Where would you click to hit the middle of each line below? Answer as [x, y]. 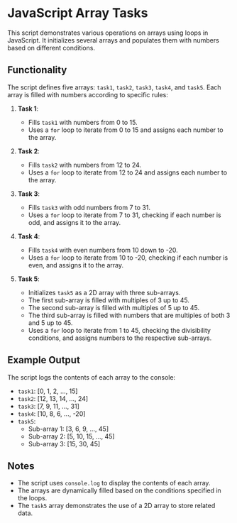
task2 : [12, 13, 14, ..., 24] [53, 398]
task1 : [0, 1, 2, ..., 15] [48, 391]
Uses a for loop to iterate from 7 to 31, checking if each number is [125, 215]
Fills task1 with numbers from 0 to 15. [83, 122]
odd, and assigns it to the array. [75, 222]
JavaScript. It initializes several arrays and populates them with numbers [114, 40]
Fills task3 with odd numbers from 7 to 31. [89, 207]
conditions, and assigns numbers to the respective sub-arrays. [120, 338]
